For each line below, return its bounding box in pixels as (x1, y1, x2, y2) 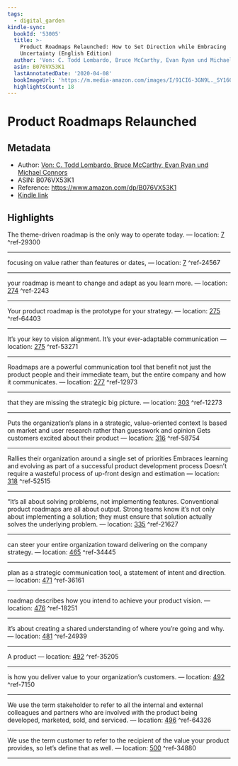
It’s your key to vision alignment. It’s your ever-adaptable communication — (7, 335, 227, 343)
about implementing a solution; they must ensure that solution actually (7, 512, 212, 521)
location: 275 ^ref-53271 (7, 342, 79, 351)
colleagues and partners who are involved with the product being (7, 708, 198, 717)
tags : (7, 10, 23, 18)
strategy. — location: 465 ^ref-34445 (7, 548, 116, 556)
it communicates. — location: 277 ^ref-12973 (7, 378, 138, 387)
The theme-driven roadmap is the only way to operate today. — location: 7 (7, 230, 225, 239)
